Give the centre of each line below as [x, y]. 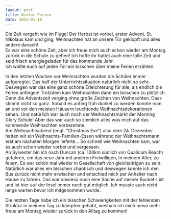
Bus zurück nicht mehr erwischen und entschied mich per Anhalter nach [81, 174]
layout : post [19, 10]
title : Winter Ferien [28, 15]
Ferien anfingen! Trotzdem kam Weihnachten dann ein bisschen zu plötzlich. [86, 93]
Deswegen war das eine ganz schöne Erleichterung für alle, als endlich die [84, 87]
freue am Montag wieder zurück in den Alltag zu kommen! [66, 211]
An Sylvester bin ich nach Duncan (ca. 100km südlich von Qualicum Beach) [84, 152]
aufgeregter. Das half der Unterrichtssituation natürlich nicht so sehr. [77, 82]
